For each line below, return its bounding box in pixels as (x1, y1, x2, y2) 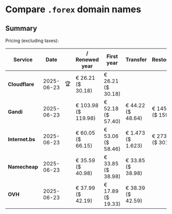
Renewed (75, 56, 99, 63)
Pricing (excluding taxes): (5, 37, 59, 44)
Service (13, 56, 33, 63)
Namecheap (8, 163, 38, 170)
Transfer (125, 56, 147, 63)
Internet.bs (8, 136, 36, 143)
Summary (5, 24, 37, 33)
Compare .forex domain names (5, 4, 142, 15)
